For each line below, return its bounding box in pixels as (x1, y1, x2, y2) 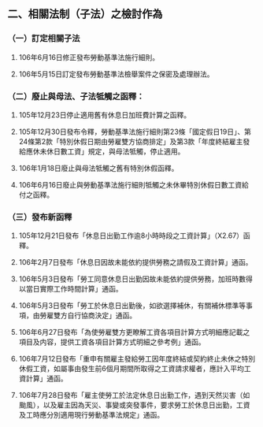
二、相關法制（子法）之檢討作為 (7, 7, 163, 21)
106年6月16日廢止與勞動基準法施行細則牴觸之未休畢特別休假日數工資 (18, 180, 243, 189)
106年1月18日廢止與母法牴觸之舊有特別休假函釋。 (18, 163, 179, 173)
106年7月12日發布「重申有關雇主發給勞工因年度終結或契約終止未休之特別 (18, 354, 256, 364)
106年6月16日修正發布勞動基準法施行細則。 (18, 52, 160, 61)
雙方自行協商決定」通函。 (53, 310, 137, 321)
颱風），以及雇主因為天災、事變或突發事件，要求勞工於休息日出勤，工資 (18, 400, 250, 410)
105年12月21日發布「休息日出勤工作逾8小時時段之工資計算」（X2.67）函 (18, 231, 251, 240)
